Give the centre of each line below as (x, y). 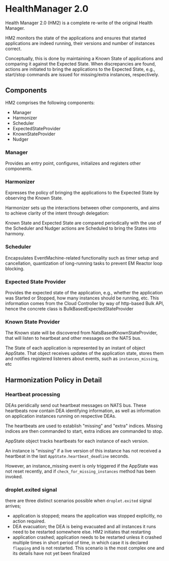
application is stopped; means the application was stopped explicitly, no (87, 516)
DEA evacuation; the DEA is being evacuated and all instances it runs (84, 527)
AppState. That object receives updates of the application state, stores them (84, 353)
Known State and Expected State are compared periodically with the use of (83, 223)
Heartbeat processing (33, 394)
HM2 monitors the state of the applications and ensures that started (76, 38)
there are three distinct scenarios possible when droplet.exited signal (78, 501)
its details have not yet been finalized (51, 553)
